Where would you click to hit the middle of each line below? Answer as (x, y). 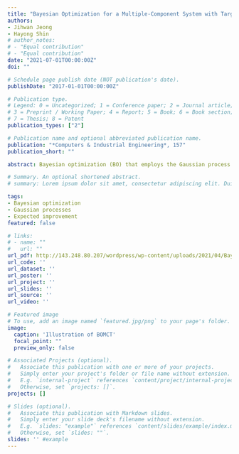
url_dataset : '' (31, 269)
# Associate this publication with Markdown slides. (90, 413)
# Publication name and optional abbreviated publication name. (105, 138)
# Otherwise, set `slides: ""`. (59, 433)
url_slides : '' (30, 288)
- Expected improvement (43, 216)
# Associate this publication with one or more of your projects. (111, 367)
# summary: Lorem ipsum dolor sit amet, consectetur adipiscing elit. (114, 184)
